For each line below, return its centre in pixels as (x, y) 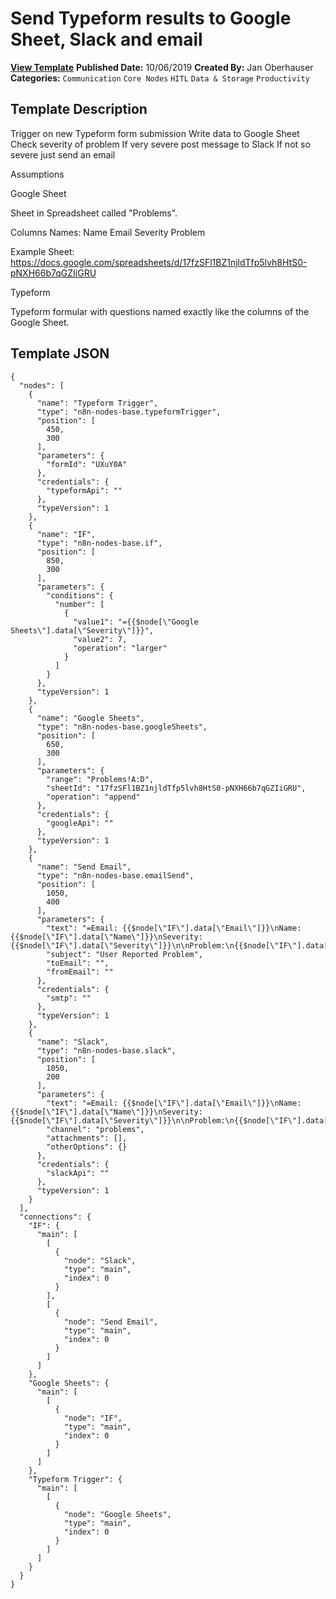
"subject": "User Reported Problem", (124, 954)
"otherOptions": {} (87, 1147)
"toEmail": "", (78, 963)
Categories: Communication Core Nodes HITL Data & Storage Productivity (160, 78)
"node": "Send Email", (111, 1322)
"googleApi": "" (80, 823)
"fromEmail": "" (80, 972)
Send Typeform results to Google (151, 18)
